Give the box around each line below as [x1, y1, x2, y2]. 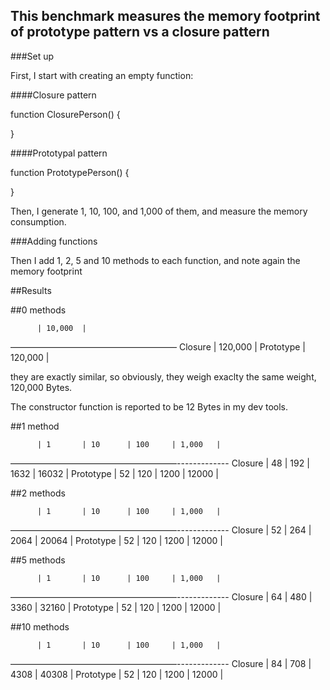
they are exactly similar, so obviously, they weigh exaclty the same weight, [10, 370, 317, 383]
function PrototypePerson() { [10, 166, 130, 178]
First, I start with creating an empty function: [10, 69, 194, 81]
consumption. [10, 215, 67, 228]
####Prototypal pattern [10, 147, 108, 159]
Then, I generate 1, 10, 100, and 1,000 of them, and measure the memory [10, 205, 308, 217]
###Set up [10, 50, 55, 62]
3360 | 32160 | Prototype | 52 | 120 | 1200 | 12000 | [10, 601, 222, 613]
